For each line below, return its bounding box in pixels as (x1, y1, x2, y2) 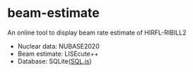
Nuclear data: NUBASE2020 (17, 42, 100, 50)
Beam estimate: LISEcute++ (17, 49, 99, 58)
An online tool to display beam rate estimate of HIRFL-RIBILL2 (7, 28, 187, 37)
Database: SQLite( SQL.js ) (17, 56, 92, 65)
